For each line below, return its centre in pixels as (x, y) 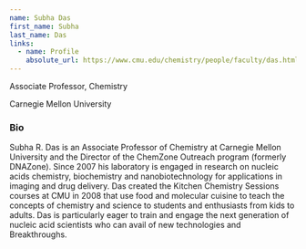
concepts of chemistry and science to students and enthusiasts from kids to (152, 205)
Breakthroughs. (38, 234)
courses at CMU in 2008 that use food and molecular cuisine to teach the (147, 196)
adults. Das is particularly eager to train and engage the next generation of (149, 215)
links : (22, 43)
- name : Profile (48, 52)
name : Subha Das (40, 18)
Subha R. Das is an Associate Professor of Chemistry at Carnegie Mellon (146, 148)
